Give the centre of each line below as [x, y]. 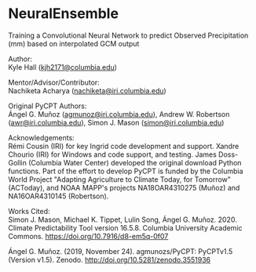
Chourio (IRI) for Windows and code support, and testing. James [113, 154]
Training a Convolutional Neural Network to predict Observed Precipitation [128, 35]
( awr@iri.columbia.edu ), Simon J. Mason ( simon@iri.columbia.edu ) [116, 122]
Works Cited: [29, 211]
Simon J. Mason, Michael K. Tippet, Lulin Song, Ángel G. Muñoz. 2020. [123, 219]
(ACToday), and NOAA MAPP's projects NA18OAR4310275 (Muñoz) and [124, 187]
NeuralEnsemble [64, 14]
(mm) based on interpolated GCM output [74, 43]
